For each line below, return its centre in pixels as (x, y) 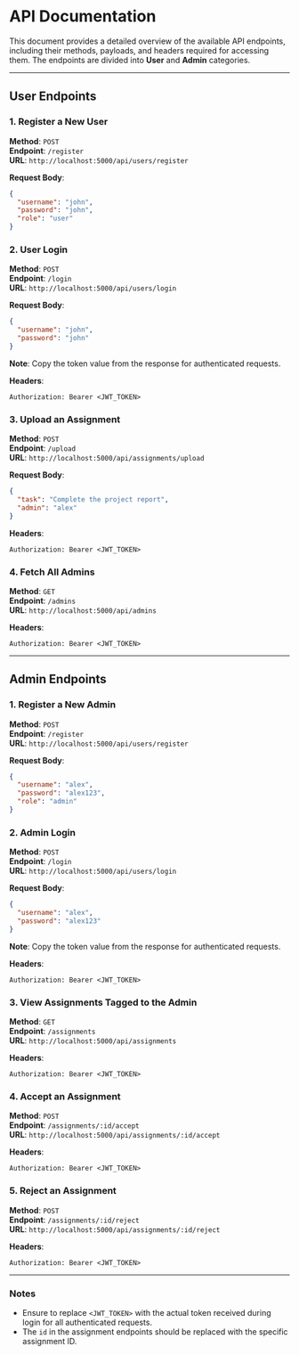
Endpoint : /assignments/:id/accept (74, 1125)
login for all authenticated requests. (87, 1322)
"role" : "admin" (47, 802)
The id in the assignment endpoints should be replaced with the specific (155, 1331)
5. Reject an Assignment (63, 1191)
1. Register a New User (59, 122)
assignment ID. (49, 1341)
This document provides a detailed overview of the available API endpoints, (148, 41)
